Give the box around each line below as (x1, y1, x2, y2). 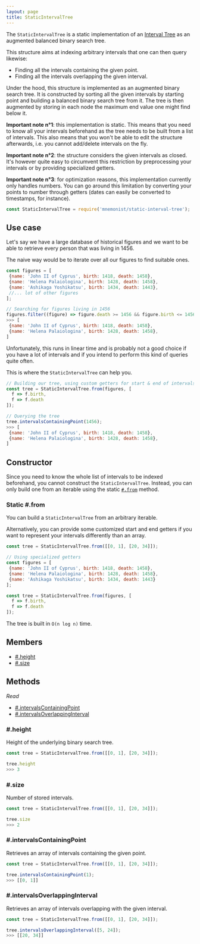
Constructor (6, 457, 52, 467)
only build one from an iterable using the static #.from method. (6, 486, 160, 493)
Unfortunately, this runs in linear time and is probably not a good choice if (6, 345, 187, 352)
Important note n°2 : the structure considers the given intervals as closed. (6, 151, 187, 158)
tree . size (6, 816, 31, 822)
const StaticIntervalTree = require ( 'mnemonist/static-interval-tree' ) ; (6, 206, 190, 212)
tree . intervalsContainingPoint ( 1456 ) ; (6, 418, 102, 424)
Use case (6, 223, 42, 233)
